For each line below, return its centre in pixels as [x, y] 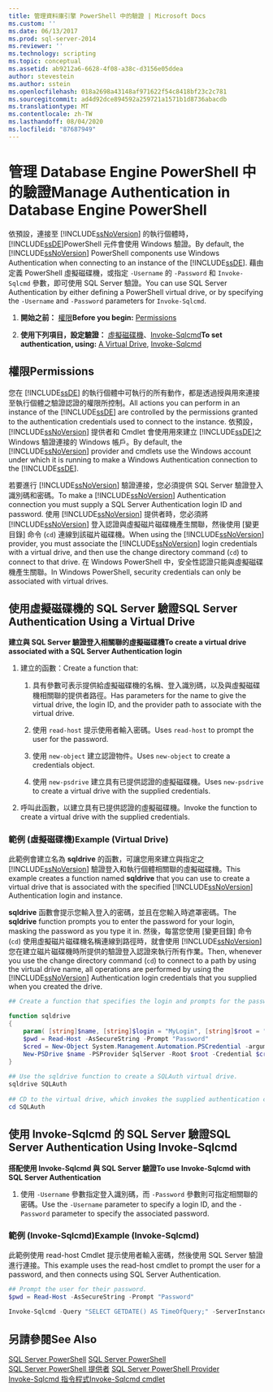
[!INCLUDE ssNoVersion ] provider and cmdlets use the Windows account [130, 451]
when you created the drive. [56, 986]
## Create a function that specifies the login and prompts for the [127, 1001]
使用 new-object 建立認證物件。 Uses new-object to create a [131, 756]
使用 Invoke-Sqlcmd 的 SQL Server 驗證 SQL [120, 1134]
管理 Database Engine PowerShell [124, 172]
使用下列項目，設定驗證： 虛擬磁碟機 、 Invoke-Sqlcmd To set [121, 335]
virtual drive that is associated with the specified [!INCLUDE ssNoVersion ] [131, 887]
